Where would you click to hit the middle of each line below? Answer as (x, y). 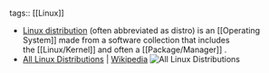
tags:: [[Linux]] (37, 13)
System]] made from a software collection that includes (126, 40)
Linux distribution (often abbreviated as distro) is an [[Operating (141, 30)
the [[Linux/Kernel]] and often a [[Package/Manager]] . (125, 50)
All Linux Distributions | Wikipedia (85, 59)
